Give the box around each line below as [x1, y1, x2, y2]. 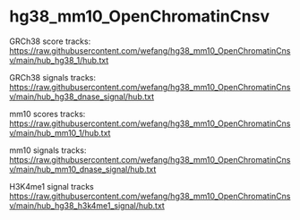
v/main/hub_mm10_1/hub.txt [9, 127, 111, 138]
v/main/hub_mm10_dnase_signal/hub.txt [9, 164, 157, 174]
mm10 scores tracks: [9, 108, 86, 119]
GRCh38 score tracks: [9, 36, 91, 47]
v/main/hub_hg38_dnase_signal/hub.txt [9, 91, 155, 102]
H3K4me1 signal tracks [9, 181, 94, 191]
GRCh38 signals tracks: [9, 72, 97, 82]
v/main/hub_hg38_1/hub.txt [9, 55, 109, 65]
